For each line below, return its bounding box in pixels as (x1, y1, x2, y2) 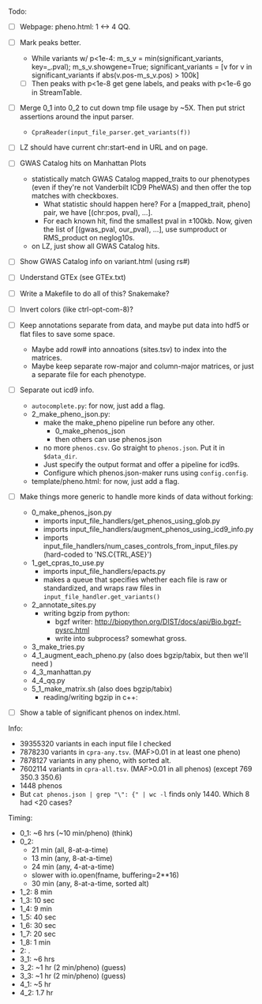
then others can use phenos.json (54, 434, 162, 443)
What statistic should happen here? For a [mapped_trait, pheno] (43, 199, 251, 209)
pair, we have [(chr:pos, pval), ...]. (43, 208, 153, 217)
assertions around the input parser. (19, 112, 134, 122)
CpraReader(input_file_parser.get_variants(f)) (31, 129, 191, 137)
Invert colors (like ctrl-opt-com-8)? (19, 304, 134, 314)
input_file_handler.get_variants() (43, 593, 160, 601)
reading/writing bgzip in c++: (43, 692, 138, 702)
